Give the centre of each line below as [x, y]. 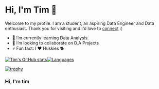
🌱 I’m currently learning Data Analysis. [50, 38]
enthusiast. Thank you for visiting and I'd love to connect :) [64, 28]
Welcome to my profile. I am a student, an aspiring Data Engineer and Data [80, 23]
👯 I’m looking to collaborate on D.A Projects [55, 43]
